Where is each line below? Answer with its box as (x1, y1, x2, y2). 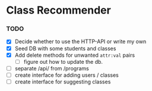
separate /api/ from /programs (14, 64, 89, 71)
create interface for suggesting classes (14, 78, 111, 85)
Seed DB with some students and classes (14, 45, 116, 52)
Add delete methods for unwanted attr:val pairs (14, 51, 135, 58)
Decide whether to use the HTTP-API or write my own (14, 38, 147, 45)
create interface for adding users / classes (14, 71, 119, 79)
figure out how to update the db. (23, 58, 103, 65)
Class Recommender (6, 4, 111, 17)
